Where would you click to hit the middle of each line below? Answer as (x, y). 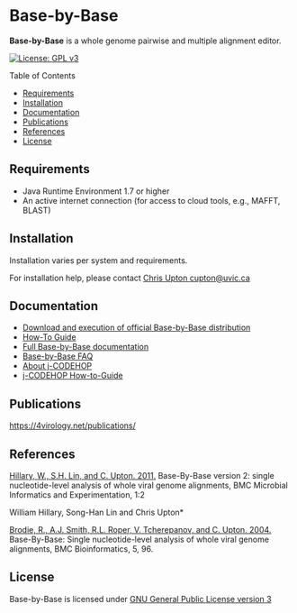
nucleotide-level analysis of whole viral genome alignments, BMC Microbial (148, 485)
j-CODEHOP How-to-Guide (72, 376)
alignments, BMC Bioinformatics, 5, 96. (81, 549)
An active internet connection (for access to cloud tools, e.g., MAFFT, (151, 200)
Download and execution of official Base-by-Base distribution (136, 328)
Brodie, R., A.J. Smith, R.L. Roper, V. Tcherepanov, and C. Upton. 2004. (140, 530)
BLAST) (36, 210)
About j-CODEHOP (57, 366)
